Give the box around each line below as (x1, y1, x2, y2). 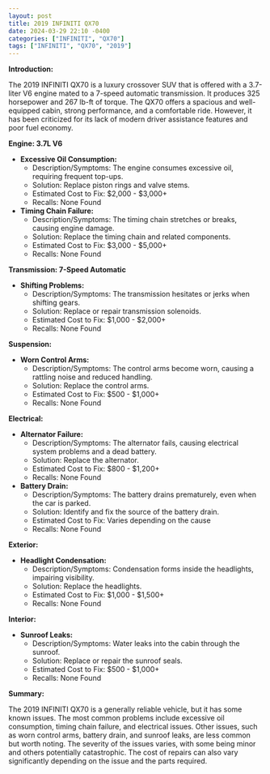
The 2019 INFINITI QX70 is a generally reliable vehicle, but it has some (8, 704, 243, 714)
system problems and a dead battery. (32, 447, 157, 456)
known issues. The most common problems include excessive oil (8, 713, 225, 723)
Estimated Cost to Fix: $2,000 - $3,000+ (32, 189, 167, 199)
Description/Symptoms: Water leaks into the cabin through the (32, 639, 240, 648)
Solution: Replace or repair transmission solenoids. (32, 306, 202, 316)
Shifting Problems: (19, 280, 85, 290)
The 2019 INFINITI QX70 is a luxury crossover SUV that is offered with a (8, 80, 247, 90)
